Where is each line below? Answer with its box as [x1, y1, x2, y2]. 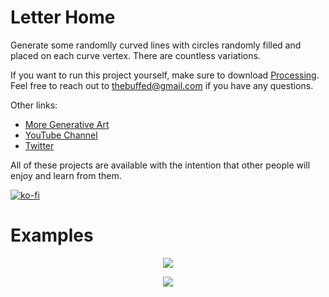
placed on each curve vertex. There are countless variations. [10, 49, 261, 61]
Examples [10, 224, 94, 247]
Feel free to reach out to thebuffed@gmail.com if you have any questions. [10, 79, 314, 91]
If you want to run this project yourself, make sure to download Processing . [10, 69, 320, 81]
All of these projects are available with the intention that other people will [10, 159, 311, 171]
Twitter [24, 139, 55, 151]
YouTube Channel [24, 129, 98, 141]
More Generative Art [24, 118, 110, 130]
